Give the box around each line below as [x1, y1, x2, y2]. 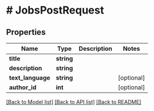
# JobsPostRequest [6, 4, 104, 17]
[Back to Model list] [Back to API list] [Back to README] [6, 99, 142, 105]
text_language [9, 74, 51, 81]
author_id [9, 83, 37, 92]
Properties [6, 27, 46, 37]
